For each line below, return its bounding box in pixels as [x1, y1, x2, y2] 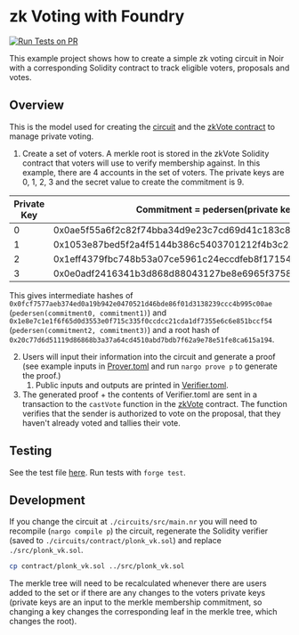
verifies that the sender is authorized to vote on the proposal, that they [21, 408, 281, 419]
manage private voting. [9, 131, 94, 142]
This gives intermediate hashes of [9, 289, 133, 300]
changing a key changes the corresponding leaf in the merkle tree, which [9, 607, 278, 617]
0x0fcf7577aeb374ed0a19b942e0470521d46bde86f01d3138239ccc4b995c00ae [9, 299, 273, 308]
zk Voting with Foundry [9, 6, 185, 27]
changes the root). [9, 616, 77, 627]
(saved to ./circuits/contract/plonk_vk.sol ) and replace [9, 535, 222, 546]
